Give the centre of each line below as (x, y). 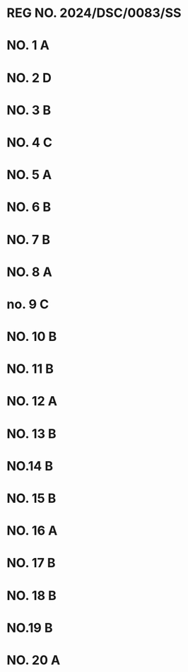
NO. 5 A (29, 175)
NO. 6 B (29, 207)
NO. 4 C (30, 142)
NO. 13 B (32, 434)
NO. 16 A (32, 531)
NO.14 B (30, 466)
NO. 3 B (29, 110)
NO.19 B (30, 628)
